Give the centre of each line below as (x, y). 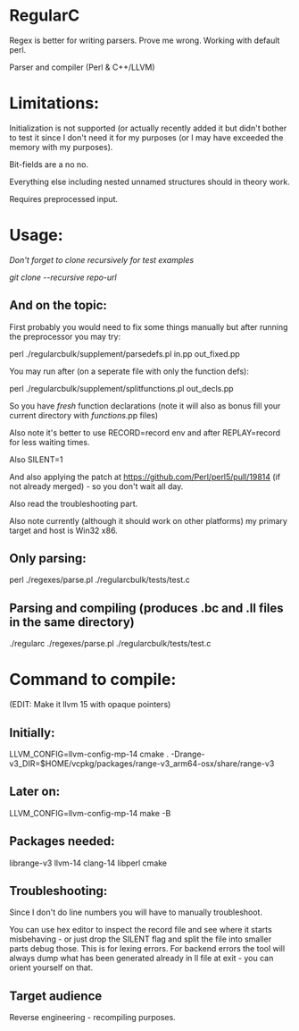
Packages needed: (62, 841)
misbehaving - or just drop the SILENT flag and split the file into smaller (141, 939)
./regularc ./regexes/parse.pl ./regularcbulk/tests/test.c (110, 644)
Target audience (56, 996)
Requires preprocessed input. (64, 199)
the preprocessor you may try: (65, 336)
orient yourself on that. (51, 968)
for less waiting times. (50, 442)
